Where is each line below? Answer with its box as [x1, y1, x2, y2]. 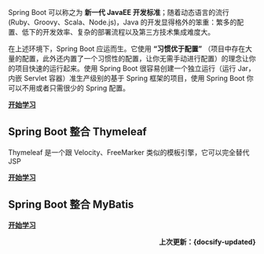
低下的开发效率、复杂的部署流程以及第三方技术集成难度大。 [21, 28, 214, 36]
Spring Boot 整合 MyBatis [8, 198, 134, 212]
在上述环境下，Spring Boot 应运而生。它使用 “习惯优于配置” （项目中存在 [8, 44, 246, 53]
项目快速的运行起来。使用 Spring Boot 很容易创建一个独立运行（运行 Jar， [14, 64, 255, 73]
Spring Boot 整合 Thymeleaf [8, 125, 147, 138]
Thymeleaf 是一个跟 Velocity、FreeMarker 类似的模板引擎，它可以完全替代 [8, 147, 250, 156]
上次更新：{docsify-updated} [158, 237, 256, 246]
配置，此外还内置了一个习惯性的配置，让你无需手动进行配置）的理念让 [21, 54, 249, 63]
